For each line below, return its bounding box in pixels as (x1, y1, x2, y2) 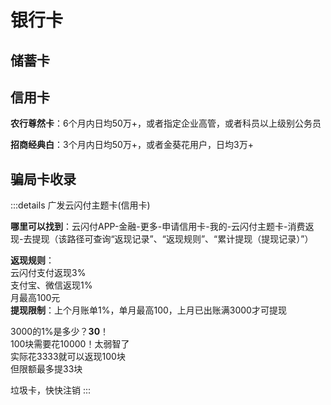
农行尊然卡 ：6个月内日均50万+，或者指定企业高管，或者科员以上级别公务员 (10, 117, 322, 130)
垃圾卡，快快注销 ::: (10, 384, 92, 396)
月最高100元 (10, 292, 61, 304)
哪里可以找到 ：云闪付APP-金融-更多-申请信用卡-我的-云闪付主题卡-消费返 (10, 221, 315, 233)
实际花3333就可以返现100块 (10, 351, 126, 363)
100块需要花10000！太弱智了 (10, 338, 130, 350)
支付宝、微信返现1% (10, 279, 93, 291)
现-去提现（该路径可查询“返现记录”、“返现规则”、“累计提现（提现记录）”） (10, 233, 314, 245)
